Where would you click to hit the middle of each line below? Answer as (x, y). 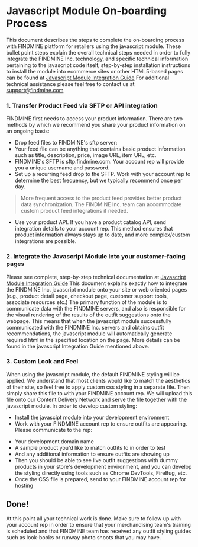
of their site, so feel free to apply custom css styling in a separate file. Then (98, 387)
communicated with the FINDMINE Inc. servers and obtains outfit (85, 327)
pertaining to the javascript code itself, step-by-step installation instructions (98, 65)
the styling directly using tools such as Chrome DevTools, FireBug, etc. (101, 473)
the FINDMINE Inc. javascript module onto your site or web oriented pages (97, 289)
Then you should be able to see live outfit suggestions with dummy (96, 460)
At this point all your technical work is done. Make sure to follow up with (94, 518)
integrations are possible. (46, 241)
